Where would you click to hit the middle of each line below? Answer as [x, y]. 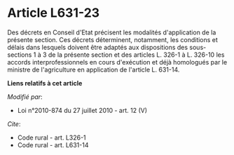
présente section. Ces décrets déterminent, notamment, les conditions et [113, 39]
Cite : [14, 123]
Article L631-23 [54, 13]
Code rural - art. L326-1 [51, 137]
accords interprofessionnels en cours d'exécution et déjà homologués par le [117, 62]
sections [20, 55]
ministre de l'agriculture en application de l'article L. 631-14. [94, 69]
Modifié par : [25, 97]
